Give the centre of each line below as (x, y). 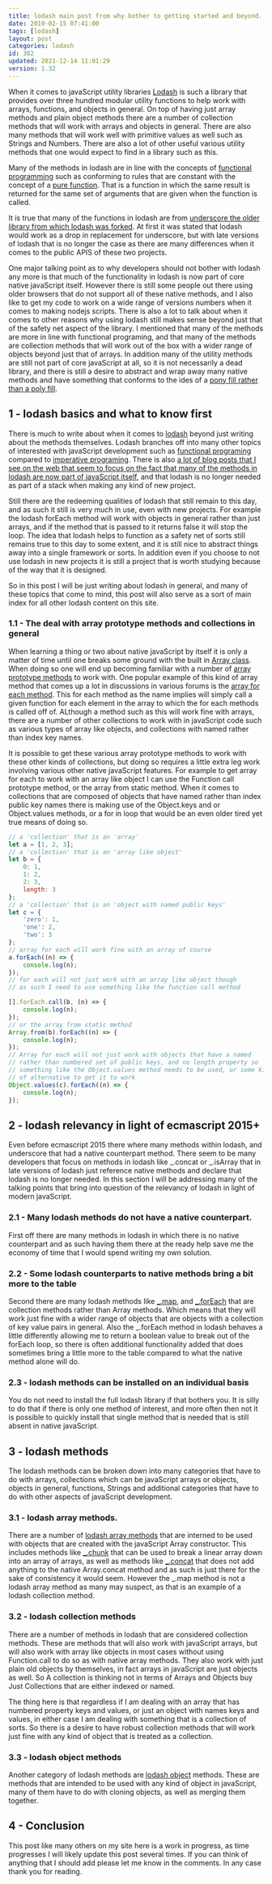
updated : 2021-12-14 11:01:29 (59, 62)
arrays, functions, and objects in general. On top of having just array (122, 109)
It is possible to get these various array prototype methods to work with (127, 753)
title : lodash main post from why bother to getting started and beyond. (136, 16)
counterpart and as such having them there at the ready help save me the (131, 1244)
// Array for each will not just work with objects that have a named (130, 1055)
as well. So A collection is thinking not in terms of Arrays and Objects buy (131, 1677)
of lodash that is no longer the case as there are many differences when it (132, 243)
